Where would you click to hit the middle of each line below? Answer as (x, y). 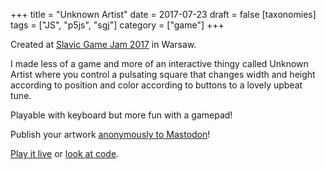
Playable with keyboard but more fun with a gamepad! (121, 115)
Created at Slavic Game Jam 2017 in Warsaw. (103, 44)
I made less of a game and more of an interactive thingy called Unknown (159, 63)
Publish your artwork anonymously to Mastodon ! (110, 134)
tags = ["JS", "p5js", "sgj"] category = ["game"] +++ (117, 25)
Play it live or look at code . (65, 153)
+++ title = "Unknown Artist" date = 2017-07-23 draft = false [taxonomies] (163, 14)
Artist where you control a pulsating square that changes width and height (163, 74)
